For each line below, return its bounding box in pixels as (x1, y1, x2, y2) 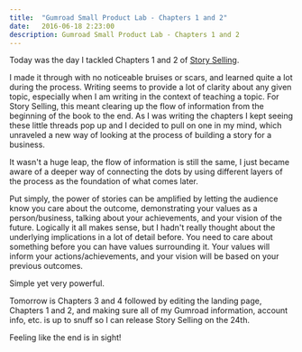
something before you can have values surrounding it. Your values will (9, 241, 270, 253)
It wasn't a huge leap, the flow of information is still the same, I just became (9, 157, 290, 168)
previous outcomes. (9, 261, 84, 272)
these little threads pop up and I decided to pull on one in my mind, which (9, 120, 282, 131)
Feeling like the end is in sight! (9, 332, 122, 343)
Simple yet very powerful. (9, 278, 105, 289)
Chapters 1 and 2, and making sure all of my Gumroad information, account (9, 305, 288, 316)
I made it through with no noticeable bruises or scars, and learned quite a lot (9, 72, 293, 83)
